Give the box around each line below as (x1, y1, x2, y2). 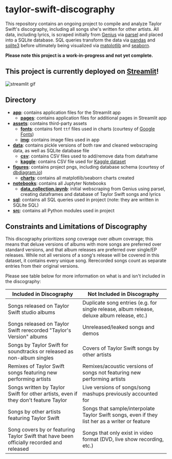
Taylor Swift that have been (8, 432, 74, 440)
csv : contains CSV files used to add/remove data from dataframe (20, 153, 158, 159)
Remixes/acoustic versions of (82, 363, 154, 370)
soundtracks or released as (8, 348, 74, 355)
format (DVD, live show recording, (82, 436, 164, 443)
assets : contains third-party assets (12, 120, 87, 126)
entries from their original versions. (5, 263, 79, 269)
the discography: (5, 278, 41, 285)
